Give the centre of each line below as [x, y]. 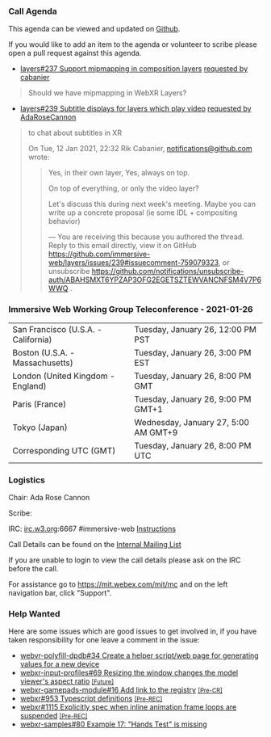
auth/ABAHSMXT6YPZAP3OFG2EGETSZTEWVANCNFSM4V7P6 [155, 280]
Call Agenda [33, 11]
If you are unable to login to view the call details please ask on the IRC [125, 560]
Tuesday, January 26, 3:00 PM [193, 352]
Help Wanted [34, 613]
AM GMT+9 [156, 432]
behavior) [64, 221]
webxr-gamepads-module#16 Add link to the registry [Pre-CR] [121, 690]
